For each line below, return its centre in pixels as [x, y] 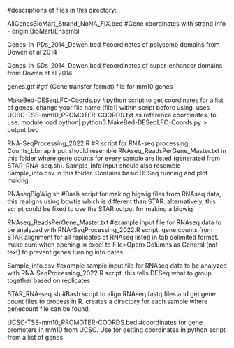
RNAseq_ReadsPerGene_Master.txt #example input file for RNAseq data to [115, 222]
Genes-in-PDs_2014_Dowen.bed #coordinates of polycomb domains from [114, 44]
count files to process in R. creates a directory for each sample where [108, 301]
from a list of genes [35, 337]
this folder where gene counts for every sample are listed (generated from [114, 158]
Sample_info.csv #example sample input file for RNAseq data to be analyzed [117, 266]
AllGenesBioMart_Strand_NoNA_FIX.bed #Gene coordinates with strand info [117, 23]
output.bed [23, 130]
